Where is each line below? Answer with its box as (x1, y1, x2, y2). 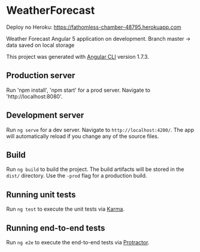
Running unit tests (6, 190, 76, 200)
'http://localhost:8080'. (6, 92, 63, 100)
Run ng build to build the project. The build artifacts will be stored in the (6, 166, 184, 173)
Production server (6, 70, 75, 81)
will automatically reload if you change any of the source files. (6, 133, 159, 140)
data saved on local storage (6, 41, 75, 49)
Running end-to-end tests (6, 223, 105, 233)
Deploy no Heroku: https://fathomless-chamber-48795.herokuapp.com (6, 23, 181, 31)
